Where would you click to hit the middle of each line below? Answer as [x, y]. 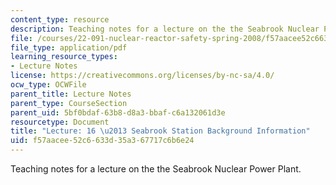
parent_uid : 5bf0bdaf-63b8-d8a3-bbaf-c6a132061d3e [118, 112]
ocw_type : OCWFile [48, 85]
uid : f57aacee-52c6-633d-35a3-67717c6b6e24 [102, 141]
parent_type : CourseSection [69, 103]
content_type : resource [60, 19]
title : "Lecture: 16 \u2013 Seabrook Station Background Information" [160, 131]
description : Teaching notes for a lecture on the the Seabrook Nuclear [165, 29]
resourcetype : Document [60, 122]
